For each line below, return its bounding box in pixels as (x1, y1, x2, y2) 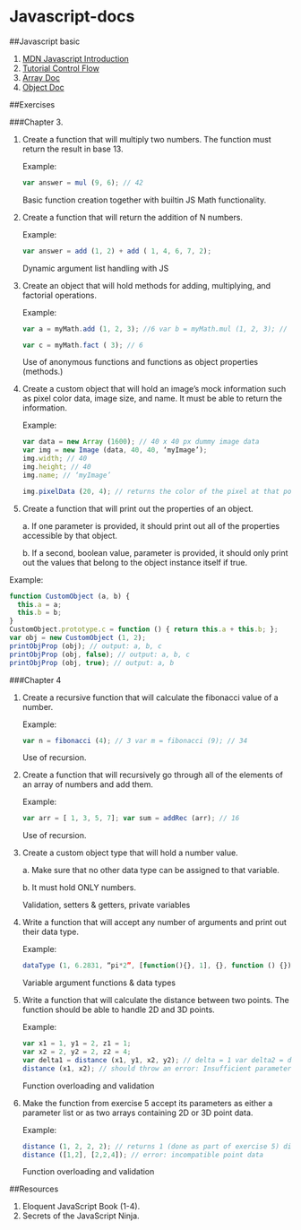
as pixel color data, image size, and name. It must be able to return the (21, 393, 282, 404)
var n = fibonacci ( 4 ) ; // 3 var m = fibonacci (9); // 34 (21, 736, 248, 745)
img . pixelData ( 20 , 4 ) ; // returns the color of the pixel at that (21, 487, 280, 496)
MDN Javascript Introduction (21, 53, 130, 64)
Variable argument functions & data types (21, 977, 176, 988)
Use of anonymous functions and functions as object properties (21, 357, 258, 368)
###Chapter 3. (9, 117, 64, 127)
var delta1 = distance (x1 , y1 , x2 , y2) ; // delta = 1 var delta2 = (21, 1055, 284, 1064)
